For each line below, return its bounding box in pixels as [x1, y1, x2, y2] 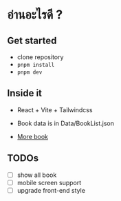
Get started [7, 34, 57, 46]
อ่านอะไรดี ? [7, 7, 63, 23]
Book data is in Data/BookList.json [16, 119, 115, 127]
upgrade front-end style [16, 186, 86, 194]
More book [16, 132, 49, 140]
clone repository [16, 53, 64, 61]
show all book [16, 171, 57, 179]
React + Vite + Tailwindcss [16, 105, 93, 114]
